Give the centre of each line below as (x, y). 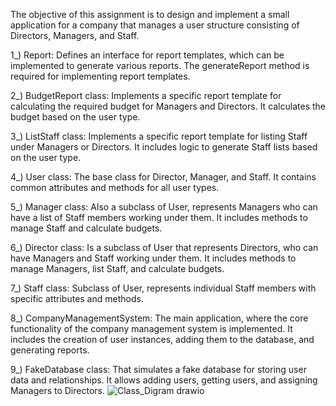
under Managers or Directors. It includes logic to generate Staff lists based (164, 147)
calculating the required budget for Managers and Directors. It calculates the (168, 106)
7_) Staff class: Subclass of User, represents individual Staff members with (163, 288)
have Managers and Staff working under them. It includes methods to (153, 258)
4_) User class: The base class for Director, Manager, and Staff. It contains (163, 177)
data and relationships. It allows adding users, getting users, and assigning (164, 380)
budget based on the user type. (75, 117)
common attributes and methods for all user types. (115, 187)
